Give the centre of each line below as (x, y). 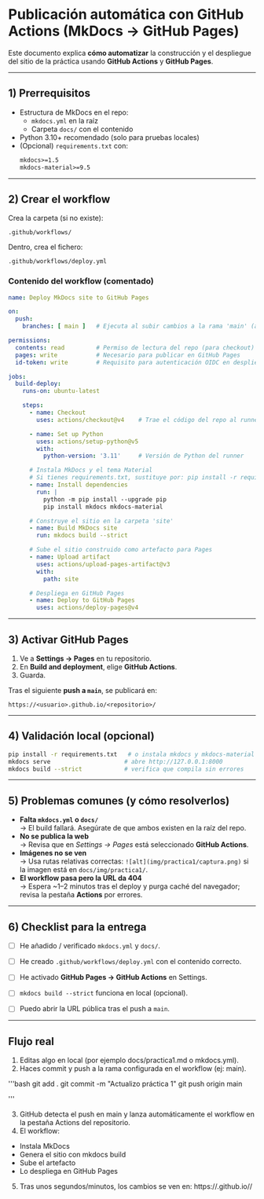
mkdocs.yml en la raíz (64, 120)
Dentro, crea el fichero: (46, 247)
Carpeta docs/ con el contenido (82, 129)
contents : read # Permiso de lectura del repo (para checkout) (135, 347)
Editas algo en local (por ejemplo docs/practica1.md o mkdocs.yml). (129, 1060)
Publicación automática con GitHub (126, 15)
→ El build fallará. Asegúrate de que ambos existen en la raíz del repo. (133, 828)
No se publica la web (54, 836)
